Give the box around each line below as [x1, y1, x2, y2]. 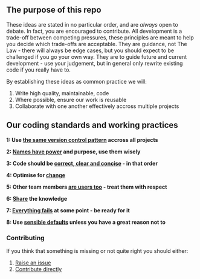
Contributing [6, 234, 45, 242]
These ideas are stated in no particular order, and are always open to [6, 21, 178, 28]
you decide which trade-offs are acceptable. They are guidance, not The [6, 40, 187, 47]
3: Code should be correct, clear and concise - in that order [6, 160, 158, 167]
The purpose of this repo [6, 5, 102, 15]
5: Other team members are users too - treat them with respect [6, 183, 167, 190]
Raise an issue [15, 259, 51, 266]
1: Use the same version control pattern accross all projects [6, 136, 158, 143]
